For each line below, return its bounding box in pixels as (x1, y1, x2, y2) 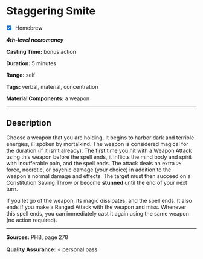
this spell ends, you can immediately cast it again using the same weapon (6, 209, 189, 217)
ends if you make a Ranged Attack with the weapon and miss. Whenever (6, 203, 187, 211)
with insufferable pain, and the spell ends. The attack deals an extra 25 (6, 159, 182, 167)
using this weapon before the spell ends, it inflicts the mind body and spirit (6, 153, 192, 161)
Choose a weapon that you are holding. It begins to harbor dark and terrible (6, 134, 195, 141)
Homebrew (14, 24, 43, 31)
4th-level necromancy (6, 36, 64, 43)
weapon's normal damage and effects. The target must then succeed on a (6, 172, 192, 179)
